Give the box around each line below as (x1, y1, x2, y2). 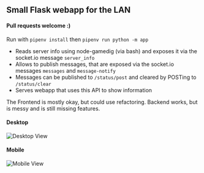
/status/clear (15, 81, 51, 87)
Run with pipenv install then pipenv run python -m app (6, 35, 149, 43)
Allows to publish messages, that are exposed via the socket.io (15, 61, 175, 68)
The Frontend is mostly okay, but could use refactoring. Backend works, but (6, 98, 198, 106)
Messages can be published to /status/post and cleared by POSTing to (15, 73, 197, 81)
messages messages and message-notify (15, 67, 116, 74)
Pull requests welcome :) (6, 21, 71, 29)
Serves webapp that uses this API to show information (15, 86, 152, 94)
